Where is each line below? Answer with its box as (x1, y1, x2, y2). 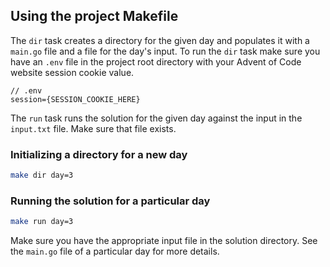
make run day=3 (10, 217, 74, 227)
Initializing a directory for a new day (10, 147, 188, 161)
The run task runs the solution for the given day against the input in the (10, 112, 303, 124)
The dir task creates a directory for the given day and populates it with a (10, 34, 310, 46)
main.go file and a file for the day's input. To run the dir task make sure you (10, 45, 321, 57)
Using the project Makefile (10, 8, 179, 25)
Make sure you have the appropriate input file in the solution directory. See (10, 235, 318, 247)
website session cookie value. (10, 66, 135, 78)
